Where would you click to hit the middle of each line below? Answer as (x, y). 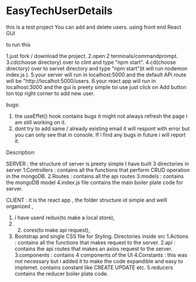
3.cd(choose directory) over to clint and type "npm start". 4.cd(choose (91, 62)
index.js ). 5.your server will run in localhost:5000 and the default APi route (96, 74)
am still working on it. (40, 122)
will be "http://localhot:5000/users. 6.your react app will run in (81, 81)
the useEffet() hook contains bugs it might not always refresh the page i (101, 116)
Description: (21, 152)
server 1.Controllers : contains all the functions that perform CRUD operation (98, 170)
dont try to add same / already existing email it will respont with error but (102, 128)
